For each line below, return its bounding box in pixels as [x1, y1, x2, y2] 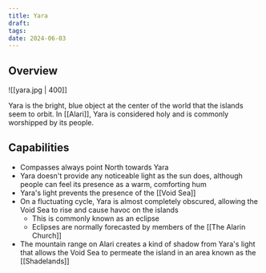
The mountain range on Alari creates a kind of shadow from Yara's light [19, 238, 256, 249]
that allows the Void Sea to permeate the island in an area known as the [19, 247, 256, 257]
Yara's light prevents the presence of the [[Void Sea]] [19, 188, 196, 198]
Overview [8, 63, 58, 77]
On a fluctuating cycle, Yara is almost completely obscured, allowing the [19, 196, 259, 206]
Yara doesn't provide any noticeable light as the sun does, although [19, 170, 243, 181]
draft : [8, 19, 30, 27]
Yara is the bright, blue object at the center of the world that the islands [8, 101, 244, 111]
